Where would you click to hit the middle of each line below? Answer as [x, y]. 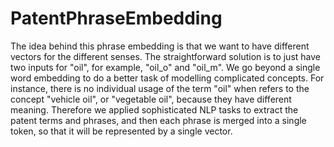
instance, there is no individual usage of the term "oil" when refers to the [160, 88]
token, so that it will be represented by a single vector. [121, 131]
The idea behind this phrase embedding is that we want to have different [160, 46]
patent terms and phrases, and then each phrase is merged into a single [158, 120]
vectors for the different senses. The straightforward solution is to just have [165, 56]
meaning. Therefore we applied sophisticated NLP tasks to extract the [154, 109]
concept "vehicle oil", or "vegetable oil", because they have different [151, 99]
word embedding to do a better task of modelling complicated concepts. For [167, 78]
